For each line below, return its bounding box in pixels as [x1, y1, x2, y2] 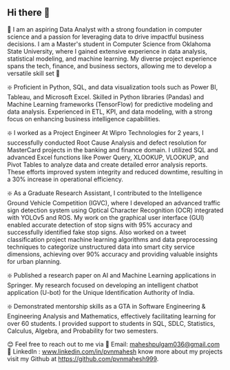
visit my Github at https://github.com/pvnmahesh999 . [7, 354, 159, 362]
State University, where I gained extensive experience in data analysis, [7, 47, 208, 55]
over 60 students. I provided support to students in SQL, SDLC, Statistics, [7, 319, 216, 327]
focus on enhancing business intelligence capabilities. [7, 114, 160, 123]
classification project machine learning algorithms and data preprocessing [7, 235, 218, 243]
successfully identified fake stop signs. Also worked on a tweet [7, 228, 187, 236]
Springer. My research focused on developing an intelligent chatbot [7, 280, 198, 289]
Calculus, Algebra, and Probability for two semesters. [7, 327, 158, 335]
